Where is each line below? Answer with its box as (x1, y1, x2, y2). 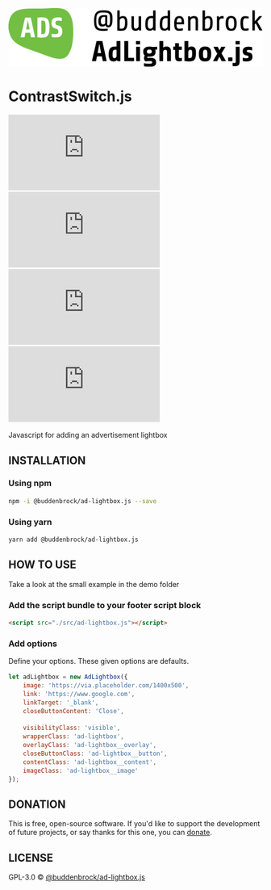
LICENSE (8, 850, 54, 864)
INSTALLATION (8, 453, 86, 468)
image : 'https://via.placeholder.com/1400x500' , (23, 682, 190, 690)
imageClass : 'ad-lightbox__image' (23, 766, 139, 775)
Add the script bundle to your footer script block (8, 599, 202, 611)
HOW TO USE (8, 558, 77, 572)
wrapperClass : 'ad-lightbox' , (23, 733, 125, 741)
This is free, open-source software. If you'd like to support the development (8, 819, 261, 829)
